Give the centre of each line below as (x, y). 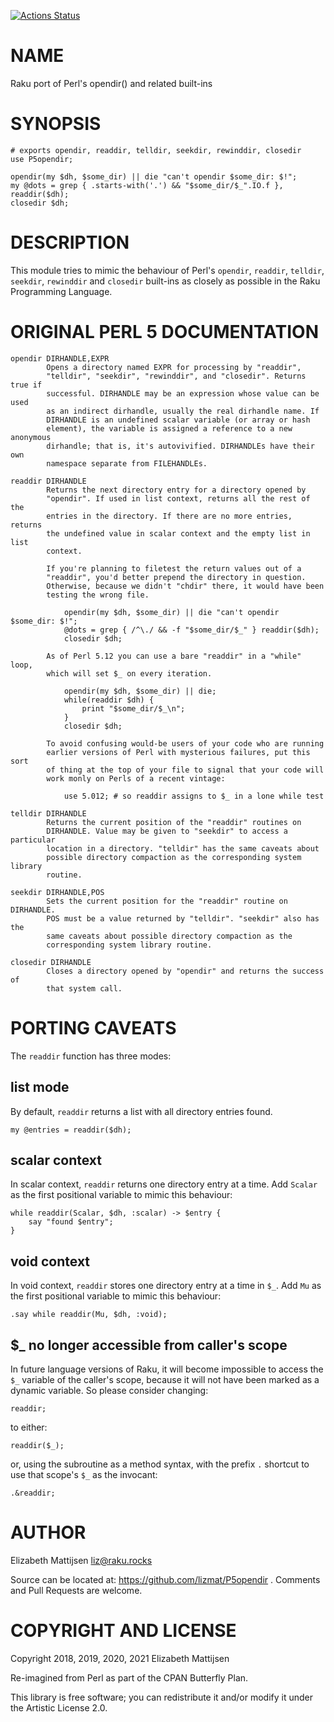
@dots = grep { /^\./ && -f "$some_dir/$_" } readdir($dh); (191, 630)
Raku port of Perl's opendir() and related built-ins (111, 83)
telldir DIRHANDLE (48, 813)
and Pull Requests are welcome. (76, 1590)
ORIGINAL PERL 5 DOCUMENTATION (164, 332)
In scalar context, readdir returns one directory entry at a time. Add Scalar (164, 1184)
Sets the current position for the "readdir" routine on (167, 901)
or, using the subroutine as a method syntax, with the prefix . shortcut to (160, 1464)
